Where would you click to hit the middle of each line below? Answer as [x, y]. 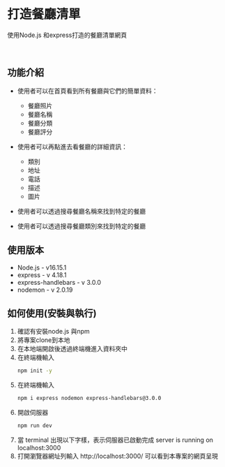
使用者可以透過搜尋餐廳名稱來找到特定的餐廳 [82, 211]
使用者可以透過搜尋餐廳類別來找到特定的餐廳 [82, 226]
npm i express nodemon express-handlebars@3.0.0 [89, 399]
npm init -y [34, 371]
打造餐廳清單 [44, 14]
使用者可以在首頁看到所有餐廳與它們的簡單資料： [87, 91]
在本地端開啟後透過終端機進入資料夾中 [72, 349]
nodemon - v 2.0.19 [45, 290]
